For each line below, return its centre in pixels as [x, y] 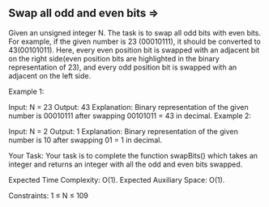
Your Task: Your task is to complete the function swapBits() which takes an [133, 155]
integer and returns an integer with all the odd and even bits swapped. [126, 164]
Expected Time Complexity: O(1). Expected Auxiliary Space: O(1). [117, 180]
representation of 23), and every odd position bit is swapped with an [123, 67]
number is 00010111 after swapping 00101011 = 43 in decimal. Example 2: [130, 116]
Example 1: [26, 91]
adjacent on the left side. [50, 75]
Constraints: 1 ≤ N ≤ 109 [49, 195]
